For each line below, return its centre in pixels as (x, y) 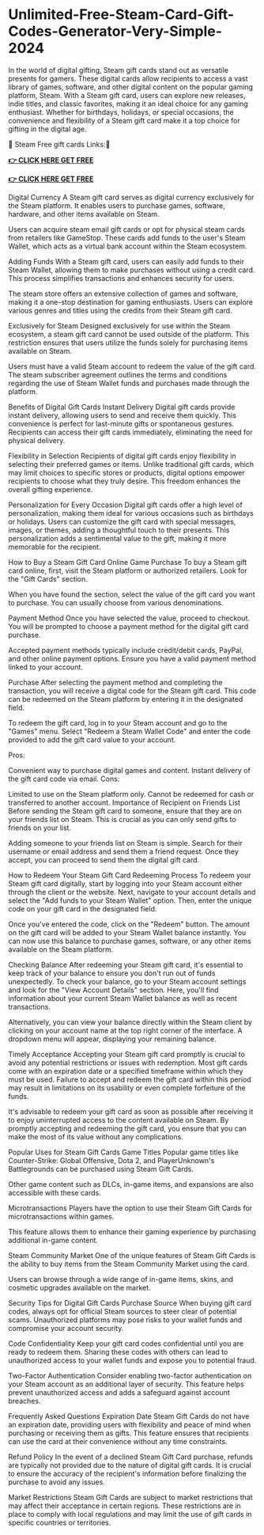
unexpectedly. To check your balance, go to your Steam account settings (127, 981)
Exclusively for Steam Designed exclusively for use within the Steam (119, 325)
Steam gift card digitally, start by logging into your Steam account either (125, 883)
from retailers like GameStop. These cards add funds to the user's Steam (127, 237)
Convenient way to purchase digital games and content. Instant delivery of (129, 770)
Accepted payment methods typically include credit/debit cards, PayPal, (126, 650)
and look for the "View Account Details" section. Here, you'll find (113, 990)
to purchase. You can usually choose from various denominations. (116, 602)
